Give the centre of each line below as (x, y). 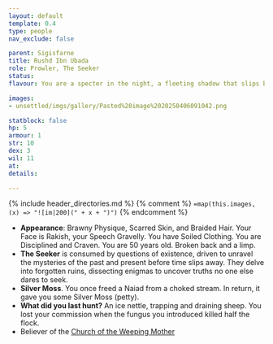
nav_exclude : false (41, 39)
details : (23, 173)
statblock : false (38, 120)
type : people (30, 31)
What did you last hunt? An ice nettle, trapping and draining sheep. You (141, 306)
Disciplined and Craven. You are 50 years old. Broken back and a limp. (138, 246)
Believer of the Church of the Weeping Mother (97, 332)
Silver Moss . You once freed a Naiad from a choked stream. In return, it (140, 289)
